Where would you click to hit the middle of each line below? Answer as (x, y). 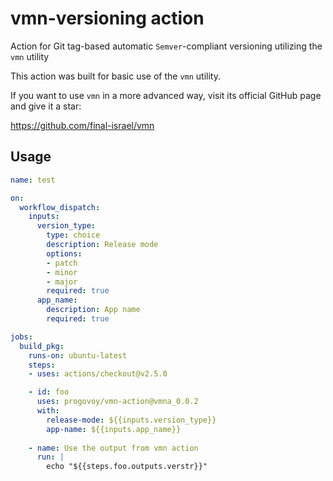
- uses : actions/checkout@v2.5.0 (98, 374)
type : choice (73, 235)
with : (48, 411)
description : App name (93, 310)
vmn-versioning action (107, 18)
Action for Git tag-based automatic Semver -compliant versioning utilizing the (166, 46)
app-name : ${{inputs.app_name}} (114, 429)
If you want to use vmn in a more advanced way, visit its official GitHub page (166, 95)
